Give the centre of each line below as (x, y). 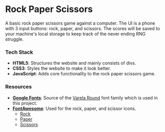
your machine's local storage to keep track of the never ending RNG (75, 34)
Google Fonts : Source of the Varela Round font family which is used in (85, 98)
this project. (25, 103)
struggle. (15, 39)
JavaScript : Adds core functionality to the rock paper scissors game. (84, 74)
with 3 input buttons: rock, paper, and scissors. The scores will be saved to (83, 28)
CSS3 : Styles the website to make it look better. (62, 68)
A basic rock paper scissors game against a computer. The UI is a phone (80, 23)
